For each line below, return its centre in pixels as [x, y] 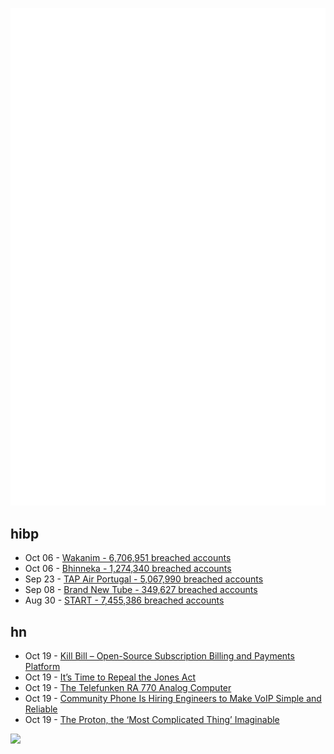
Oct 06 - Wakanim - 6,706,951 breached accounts [128, 558]
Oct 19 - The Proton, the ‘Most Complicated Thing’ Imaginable [152, 720]
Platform [42, 667]
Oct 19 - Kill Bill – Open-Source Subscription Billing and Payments [159, 656]
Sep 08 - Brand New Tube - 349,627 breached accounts [141, 590]
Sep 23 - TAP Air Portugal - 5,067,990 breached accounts [144, 579]
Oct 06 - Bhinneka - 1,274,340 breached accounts [128, 569]
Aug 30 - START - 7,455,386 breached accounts [124, 600]
